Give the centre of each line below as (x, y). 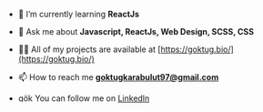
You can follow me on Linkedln (92, 98)
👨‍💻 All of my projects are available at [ (89, 49)
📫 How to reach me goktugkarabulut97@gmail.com (118, 77)
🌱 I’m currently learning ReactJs (78, 14)
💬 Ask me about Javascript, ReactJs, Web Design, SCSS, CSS (136, 31)
